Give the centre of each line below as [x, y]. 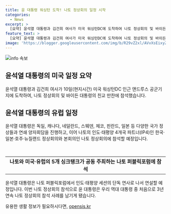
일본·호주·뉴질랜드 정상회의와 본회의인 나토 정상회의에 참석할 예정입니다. [77, 139]
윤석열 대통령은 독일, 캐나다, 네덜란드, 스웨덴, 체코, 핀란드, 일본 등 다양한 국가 [82, 126]
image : [12, 43]
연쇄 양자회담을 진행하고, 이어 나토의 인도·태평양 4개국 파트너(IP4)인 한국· [92, 132]
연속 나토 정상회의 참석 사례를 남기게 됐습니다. [51, 196]
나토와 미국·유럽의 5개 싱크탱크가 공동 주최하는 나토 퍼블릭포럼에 [82, 162]
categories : [18, 15]
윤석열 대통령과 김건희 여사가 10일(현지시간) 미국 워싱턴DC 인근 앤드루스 [77, 89]
